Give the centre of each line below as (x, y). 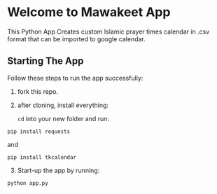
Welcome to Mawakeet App (89, 12)
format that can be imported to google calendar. (76, 39)
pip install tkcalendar (42, 157)
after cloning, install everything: (63, 105)
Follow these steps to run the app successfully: (75, 78)
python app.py (28, 183)
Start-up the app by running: (58, 170)
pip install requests (39, 131)
